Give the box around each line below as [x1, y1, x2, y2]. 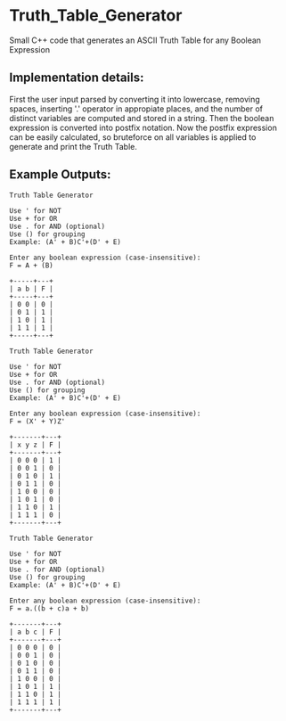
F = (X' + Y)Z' [9, 416, 66, 426]
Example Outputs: [9, 167, 111, 183]
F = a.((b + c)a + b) [9, 603, 90, 613]
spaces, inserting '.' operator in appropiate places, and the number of [9, 103, 264, 114]
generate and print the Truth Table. [9, 141, 138, 152]
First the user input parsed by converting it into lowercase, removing [9, 94, 260, 104]
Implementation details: [9, 70, 144, 86]
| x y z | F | [9, 440, 62, 449]
